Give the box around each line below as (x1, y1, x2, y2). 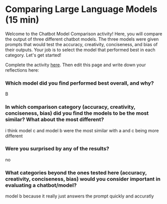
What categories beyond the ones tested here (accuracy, (5, 169, 147, 176)
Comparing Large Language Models (5, 4, 158, 15)
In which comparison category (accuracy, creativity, (5, 104, 135, 111)
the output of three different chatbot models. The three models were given (5, 36, 159, 42)
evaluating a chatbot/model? (5, 181, 77, 188)
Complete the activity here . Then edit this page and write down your (5, 62, 146, 68)
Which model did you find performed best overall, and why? (5, 79, 154, 86)
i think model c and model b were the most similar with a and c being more (5, 127, 159, 133)
